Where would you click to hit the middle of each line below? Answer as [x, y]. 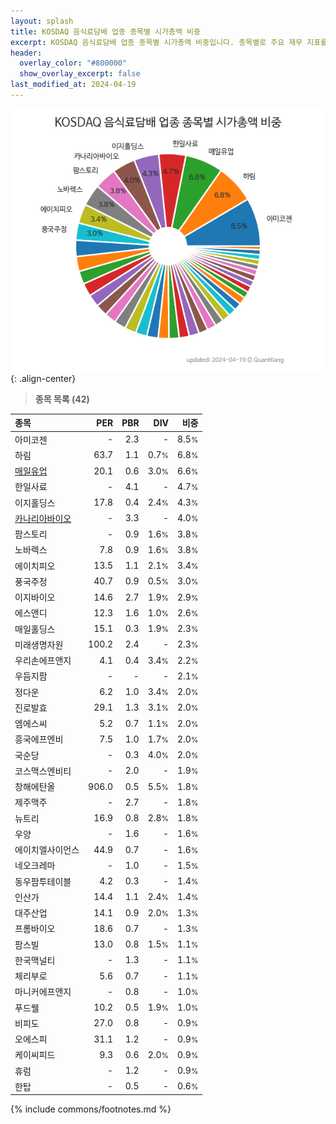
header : [26, 53]
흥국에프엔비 [39, 739]
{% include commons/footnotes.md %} [91, 1109]
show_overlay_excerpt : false [80, 74]
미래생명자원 [39, 644]
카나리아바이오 [43, 518]
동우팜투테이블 [43, 881]
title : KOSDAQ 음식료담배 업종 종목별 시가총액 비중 [105, 31]
